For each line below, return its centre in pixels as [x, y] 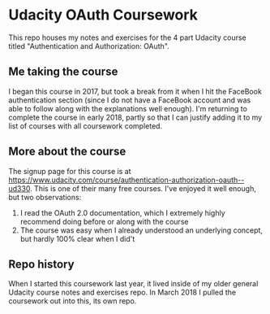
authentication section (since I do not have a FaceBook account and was [130, 100]
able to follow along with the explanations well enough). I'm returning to [128, 108]
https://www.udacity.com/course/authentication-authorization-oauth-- [126, 180]
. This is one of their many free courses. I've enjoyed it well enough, [143, 188]
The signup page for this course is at [70, 171]
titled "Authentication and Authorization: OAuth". [89, 46]
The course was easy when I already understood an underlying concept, [141, 230]
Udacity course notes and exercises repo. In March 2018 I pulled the [122, 292]
